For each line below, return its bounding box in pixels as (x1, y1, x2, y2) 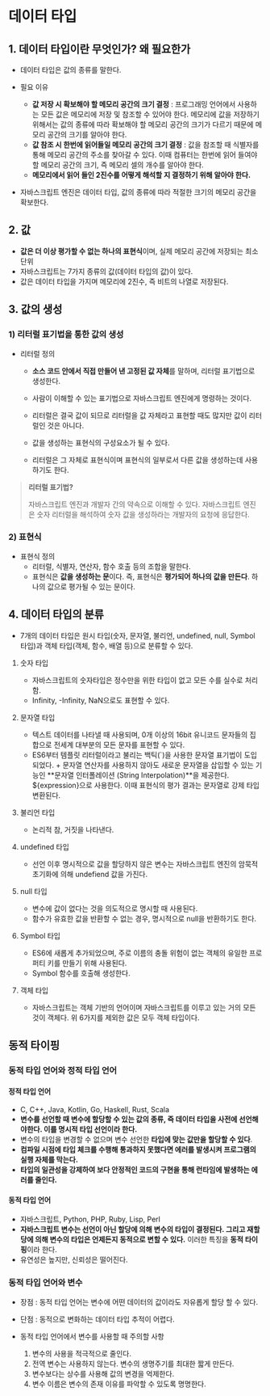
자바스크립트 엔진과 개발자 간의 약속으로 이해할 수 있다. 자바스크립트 (27, 499, 242, 509)
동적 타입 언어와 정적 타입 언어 (8, 1065, 118, 1076)
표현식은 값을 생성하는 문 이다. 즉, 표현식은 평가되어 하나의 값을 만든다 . (31, 571, 250, 581)
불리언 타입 (19, 808, 56, 817)
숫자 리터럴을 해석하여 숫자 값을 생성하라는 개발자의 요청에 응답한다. (36, 509, 250, 519)
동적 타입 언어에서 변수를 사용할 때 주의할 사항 (19, 1331, 164, 1341)
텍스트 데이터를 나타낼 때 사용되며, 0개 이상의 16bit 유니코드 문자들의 (31, 729, 248, 740)
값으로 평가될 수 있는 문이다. (47, 581, 135, 591)
